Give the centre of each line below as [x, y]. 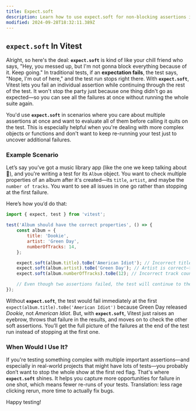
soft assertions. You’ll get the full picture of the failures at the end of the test [98, 326]
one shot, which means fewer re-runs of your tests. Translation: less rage [94, 385]
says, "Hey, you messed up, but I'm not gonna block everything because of [97, 66]
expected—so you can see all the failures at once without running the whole [97, 98]
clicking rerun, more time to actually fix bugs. [60, 391]
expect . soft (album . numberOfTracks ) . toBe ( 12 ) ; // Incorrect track [98, 274]
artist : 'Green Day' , [53, 241]
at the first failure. [27, 192]
